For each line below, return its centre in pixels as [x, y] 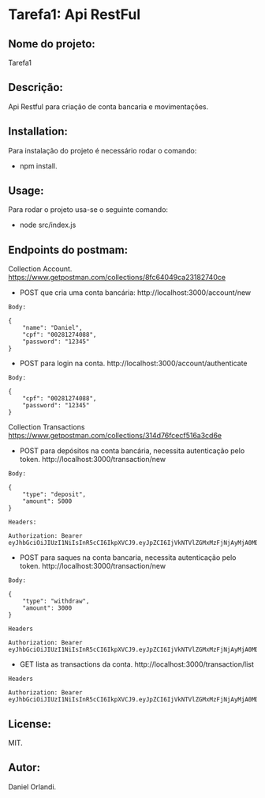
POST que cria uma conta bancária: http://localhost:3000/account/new [135, 293]
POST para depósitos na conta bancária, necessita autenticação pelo [132, 451]
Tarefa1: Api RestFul [75, 15]
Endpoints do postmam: [68, 250]
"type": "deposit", [54, 495]
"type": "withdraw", [56, 601]
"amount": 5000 [47, 501]
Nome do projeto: [52, 44]
